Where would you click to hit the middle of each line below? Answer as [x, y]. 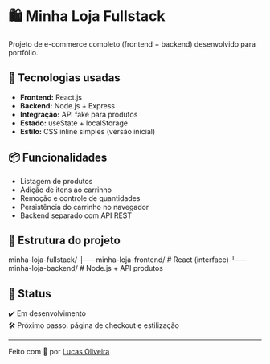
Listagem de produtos [56, 181]
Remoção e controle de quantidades [80, 198]
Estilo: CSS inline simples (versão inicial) [88, 131]
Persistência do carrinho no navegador [84, 207]
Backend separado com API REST [76, 215]
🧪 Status [30, 294]
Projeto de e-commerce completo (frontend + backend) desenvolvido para [132, 44]
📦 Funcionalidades [58, 158]
